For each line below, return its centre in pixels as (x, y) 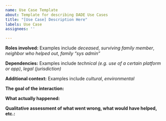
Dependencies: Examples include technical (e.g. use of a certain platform (83, 63)
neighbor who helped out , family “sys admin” (53, 54)
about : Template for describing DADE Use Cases (57, 15)
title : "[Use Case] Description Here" (46, 19)
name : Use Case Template (32, 10)
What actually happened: (33, 99)
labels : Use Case (24, 24)
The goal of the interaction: (35, 89)
